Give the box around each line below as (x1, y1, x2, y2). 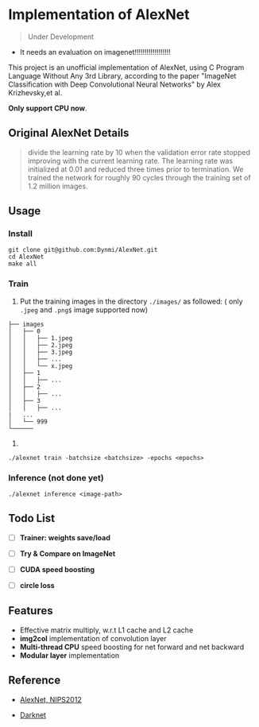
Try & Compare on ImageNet (19, 548, 116, 558)
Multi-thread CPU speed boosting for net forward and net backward (19, 642, 245, 652)
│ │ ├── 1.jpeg (8, 334, 73, 342)
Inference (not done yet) (8, 472, 105, 483)
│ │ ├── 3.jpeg (8, 348, 73, 356)
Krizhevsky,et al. (8, 87, 63, 97)
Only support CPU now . (8, 103, 87, 113)
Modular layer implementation (19, 650, 120, 660)
